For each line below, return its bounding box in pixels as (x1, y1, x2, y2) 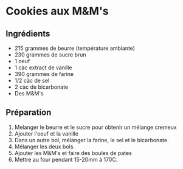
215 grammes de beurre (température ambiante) (14, 44, 135, 52)
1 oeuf (14, 58, 30, 64)
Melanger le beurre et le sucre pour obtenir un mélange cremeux (14, 123, 177, 131)
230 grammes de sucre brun (14, 51, 86, 58)
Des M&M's (14, 90, 44, 97)
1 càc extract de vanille (14, 64, 72, 71)
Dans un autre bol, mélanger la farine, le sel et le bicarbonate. (14, 136, 169, 143)
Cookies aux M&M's (5, 4, 109, 18)
